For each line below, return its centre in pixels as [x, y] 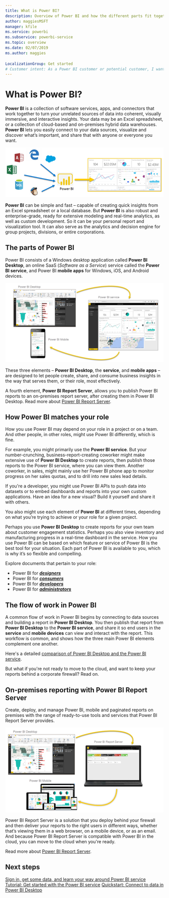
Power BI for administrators [42, 589]
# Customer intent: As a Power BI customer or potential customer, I [80, 69]
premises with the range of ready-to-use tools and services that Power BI [81, 715]
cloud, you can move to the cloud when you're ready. [60, 841]
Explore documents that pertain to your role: [51, 563]
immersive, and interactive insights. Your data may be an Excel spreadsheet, [84, 119]
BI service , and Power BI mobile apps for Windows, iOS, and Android [77, 270]
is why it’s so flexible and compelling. [44, 554]
